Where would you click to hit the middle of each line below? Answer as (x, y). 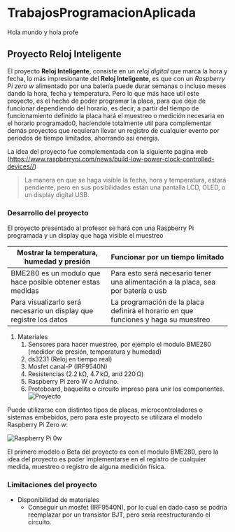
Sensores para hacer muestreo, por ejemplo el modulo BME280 (120, 345)
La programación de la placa (157, 302)
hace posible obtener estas (55, 282)
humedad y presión (57, 261)
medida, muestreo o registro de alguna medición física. (87, 467)
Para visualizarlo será (46, 302)
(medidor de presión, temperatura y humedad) (95, 352)
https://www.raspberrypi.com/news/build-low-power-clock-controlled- (112, 159)
